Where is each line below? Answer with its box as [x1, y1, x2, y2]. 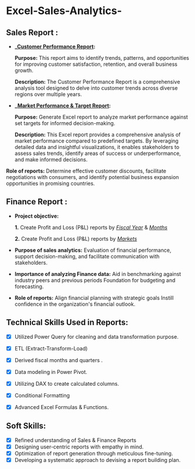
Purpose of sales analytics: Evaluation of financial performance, [14, 247, 172, 254]
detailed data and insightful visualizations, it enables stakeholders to [14, 144, 180, 150]
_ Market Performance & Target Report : [14, 102, 111, 109]
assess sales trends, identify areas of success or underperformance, [14, 150, 182, 157]
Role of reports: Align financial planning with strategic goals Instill [14, 294, 174, 301]
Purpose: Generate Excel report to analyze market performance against [14, 113, 189, 120]
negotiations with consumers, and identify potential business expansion [6, 174, 179, 180]
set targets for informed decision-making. [14, 120, 115, 127]
